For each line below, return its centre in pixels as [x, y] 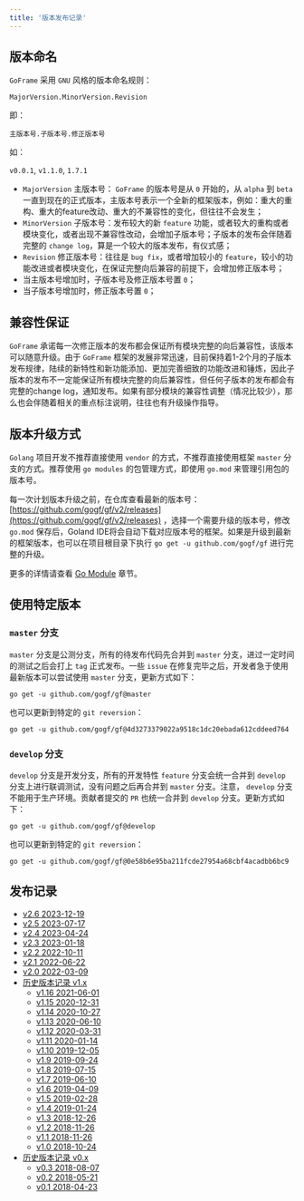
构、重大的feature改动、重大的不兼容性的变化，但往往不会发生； [143, 212]
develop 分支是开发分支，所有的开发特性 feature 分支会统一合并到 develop [148, 775]
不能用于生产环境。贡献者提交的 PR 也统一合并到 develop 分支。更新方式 [143, 798]
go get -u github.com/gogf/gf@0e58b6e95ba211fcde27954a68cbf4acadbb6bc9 [149, 862]
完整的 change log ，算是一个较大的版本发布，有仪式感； [127, 246]
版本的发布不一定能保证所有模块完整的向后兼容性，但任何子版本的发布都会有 [152, 380]
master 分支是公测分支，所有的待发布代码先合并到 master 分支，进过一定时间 [152, 654]
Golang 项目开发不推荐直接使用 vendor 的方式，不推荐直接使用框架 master [146, 458]
